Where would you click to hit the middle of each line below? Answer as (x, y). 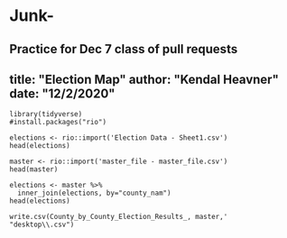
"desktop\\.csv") (42, 225)
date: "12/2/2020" (62, 93)
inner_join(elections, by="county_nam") (94, 193)
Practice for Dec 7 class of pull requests (124, 49)
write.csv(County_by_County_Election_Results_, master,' (119, 217)
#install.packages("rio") (58, 123)
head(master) (34, 169)
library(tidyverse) (46, 114)
